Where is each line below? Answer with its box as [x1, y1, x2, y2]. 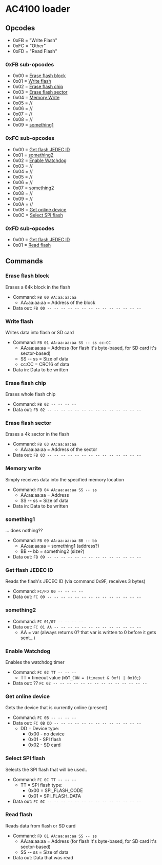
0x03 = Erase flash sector [12, 89, 68, 95]
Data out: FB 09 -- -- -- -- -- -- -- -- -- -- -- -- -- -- [12, 554, 141, 560]
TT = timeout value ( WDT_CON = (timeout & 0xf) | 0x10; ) [20, 674, 141, 680]
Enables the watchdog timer [5, 659, 65, 665]
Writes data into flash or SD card [5, 329, 74, 335]
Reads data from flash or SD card [5, 822, 76, 828]
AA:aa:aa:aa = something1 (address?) [20, 543, 99, 549]
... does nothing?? [5, 528, 43, 534]
